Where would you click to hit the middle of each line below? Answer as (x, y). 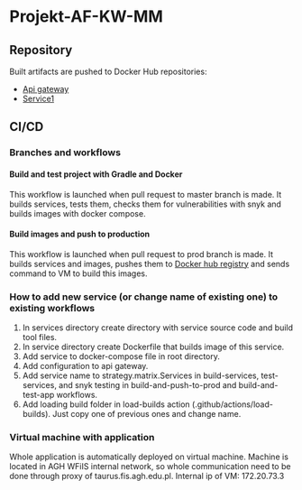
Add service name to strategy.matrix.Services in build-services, (141, 375)
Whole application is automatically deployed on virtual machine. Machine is (149, 457)
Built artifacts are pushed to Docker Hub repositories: (108, 71)
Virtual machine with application (82, 437)
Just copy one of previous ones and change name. (147, 414)
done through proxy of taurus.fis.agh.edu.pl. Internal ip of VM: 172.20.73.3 (147, 476)
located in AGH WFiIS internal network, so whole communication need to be (150, 467)
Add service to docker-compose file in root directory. (121, 356)
